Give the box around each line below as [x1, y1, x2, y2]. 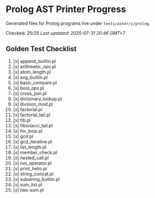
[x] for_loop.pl [13, 128, 42, 134]
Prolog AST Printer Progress [6, 4, 126, 15]
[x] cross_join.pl [13, 90, 47, 96]
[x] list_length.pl [13, 144, 47, 150]
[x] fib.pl [13, 117, 31, 123]
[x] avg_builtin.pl [13, 74, 48, 80]
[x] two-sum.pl [13, 187, 44, 193]
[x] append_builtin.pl [13, 58, 56, 64]
